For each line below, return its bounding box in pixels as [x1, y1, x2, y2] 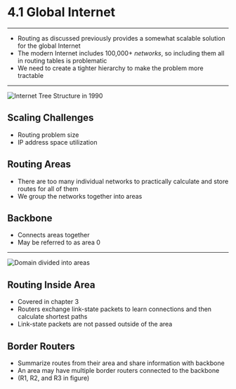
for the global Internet [17, 41, 81, 50]
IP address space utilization [17, 138, 98, 146]
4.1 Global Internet [7, 4, 116, 20]
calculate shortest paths [17, 312, 88, 321]
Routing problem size [17, 131, 79, 139]
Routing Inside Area [7, 279, 96, 291]
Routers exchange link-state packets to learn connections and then [17, 305, 212, 313]
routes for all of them [17, 184, 79, 193]
